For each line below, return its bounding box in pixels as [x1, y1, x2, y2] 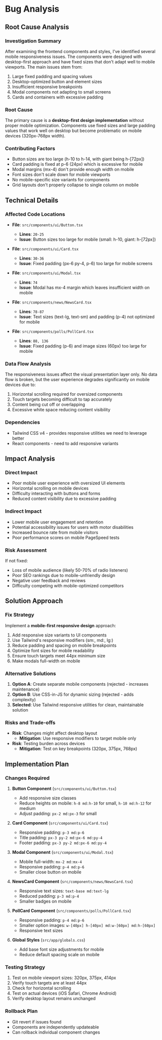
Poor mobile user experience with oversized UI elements [12, 480, 125, 486]
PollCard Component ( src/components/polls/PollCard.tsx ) [12, 908, 131, 913]
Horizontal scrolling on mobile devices [12, 485, 89, 491]
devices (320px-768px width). [5, 133, 65, 139]
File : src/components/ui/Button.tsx [12, 222, 83, 228]
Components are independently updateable [12, 1024, 99, 1030]
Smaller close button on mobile [19, 869, 81, 875]
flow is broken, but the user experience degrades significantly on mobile [5, 377, 150, 383]
